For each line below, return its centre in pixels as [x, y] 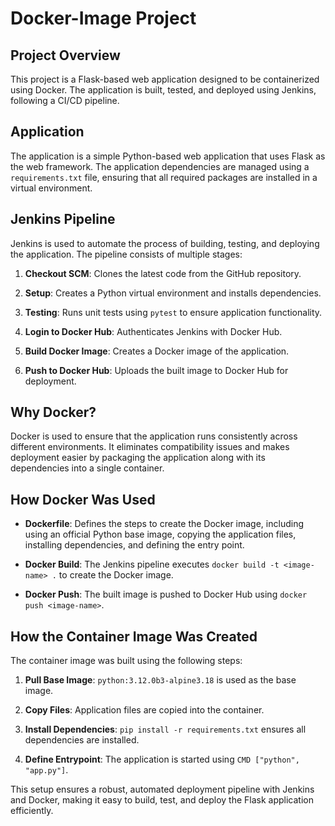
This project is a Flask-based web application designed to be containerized [165, 79]
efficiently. [32, 811]
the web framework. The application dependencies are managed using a [160, 166]
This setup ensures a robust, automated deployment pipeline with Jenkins [162, 789]
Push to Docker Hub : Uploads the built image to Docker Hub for [156, 370]
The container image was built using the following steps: [126, 661]
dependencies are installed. [82, 740]
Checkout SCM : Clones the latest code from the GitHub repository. [163, 273]
